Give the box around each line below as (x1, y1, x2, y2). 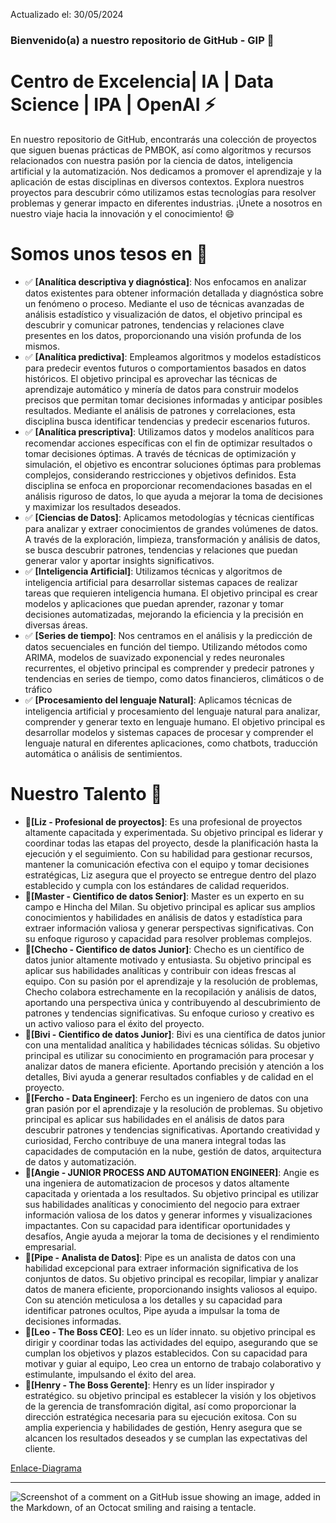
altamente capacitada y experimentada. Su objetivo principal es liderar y (24, 826, 324, 838)
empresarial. (24, 1240, 77, 1253)
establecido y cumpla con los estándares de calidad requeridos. (24, 879, 290, 891)
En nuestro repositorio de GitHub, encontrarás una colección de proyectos (10, 133, 317, 145)
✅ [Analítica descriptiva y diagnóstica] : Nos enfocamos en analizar (24, 275, 307, 288)
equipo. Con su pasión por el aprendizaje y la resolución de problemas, (24, 975, 319, 987)
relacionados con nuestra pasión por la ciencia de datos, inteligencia (10, 154, 293, 166)
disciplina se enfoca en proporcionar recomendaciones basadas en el (24, 479, 313, 491)
